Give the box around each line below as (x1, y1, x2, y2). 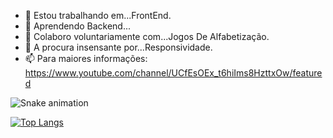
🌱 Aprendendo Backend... (24, 20, 132, 32)
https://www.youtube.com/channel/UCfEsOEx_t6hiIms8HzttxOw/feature (24, 67, 323, 79)
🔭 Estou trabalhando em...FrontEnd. (24, 10, 172, 21)
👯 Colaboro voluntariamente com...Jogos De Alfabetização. (24, 31, 270, 42)
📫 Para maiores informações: (24, 53, 148, 64)
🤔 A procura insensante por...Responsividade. (24, 41, 213, 53)
